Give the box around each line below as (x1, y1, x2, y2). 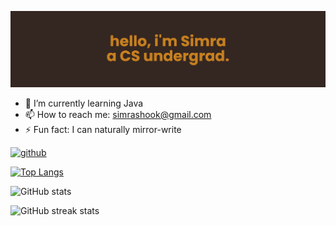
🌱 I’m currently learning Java (24, 97, 144, 109)
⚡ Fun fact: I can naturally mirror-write (24, 123, 182, 135)
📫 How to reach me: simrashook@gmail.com (24, 108, 212, 120)
